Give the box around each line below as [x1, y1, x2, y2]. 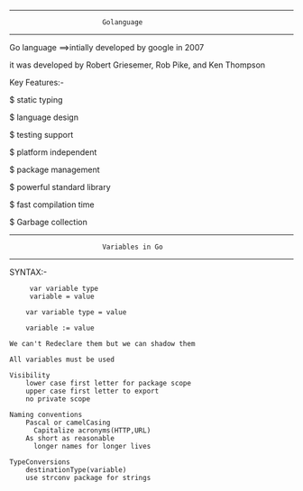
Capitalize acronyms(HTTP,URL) [32, 426, 151, 435]
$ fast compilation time [9, 199, 95, 210]
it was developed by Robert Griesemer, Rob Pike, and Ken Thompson [9, 59, 266, 70]
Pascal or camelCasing [25, 418, 111, 427]
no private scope [25, 395, 91, 404]
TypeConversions [9, 458, 70, 467]
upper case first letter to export [25, 386, 160, 396]
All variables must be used [9, 355, 115, 364]
